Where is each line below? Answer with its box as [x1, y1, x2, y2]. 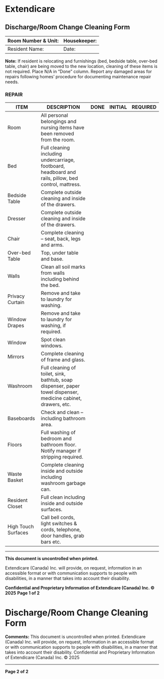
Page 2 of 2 [5, 669, 28, 675]
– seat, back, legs [41, 236, 81, 242]
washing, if [41, 322, 66, 329]
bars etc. [41, 539, 61, 546]
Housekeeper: [63, 38, 97, 44]
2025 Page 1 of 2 [5, 590, 40, 596]
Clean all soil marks [41, 263, 85, 270]
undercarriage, [41, 156, 75, 163]
